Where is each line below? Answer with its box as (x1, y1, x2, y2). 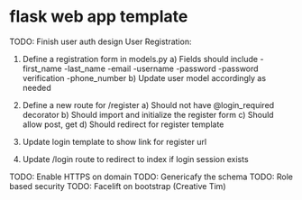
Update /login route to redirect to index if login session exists (22, 153, 250, 164)
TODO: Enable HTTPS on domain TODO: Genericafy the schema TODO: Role (9, 171, 293, 182)
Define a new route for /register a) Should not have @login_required (22, 99, 275, 110)
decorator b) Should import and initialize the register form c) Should (22, 109, 274, 120)
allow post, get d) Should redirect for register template (22, 119, 224, 130)
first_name (22, 63, 63, 74)
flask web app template (9, 6, 188, 27)
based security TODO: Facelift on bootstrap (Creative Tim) (9, 180, 226, 191)
